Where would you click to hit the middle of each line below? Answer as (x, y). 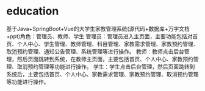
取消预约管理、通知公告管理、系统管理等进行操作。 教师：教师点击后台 (95, 51)
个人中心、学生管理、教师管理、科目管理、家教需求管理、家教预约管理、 (108, 44)
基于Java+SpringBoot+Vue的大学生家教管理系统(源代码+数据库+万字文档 (98, 29)
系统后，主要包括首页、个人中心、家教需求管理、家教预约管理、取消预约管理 (103, 74)
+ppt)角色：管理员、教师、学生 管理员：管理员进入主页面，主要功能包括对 (100, 36)
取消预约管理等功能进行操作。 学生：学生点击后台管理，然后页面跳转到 (106, 66)
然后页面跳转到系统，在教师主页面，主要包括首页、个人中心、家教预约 (105, 59)
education (33, 11)
